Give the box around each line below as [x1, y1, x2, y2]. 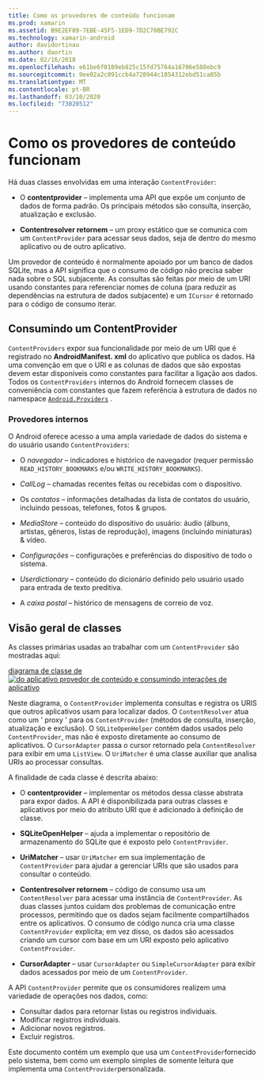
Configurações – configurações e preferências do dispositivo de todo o [19, 550, 253, 560]
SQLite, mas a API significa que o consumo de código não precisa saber [8, 266, 244, 275]
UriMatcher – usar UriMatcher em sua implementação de [19, 852, 206, 861]
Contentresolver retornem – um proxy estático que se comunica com [19, 225, 248, 235]
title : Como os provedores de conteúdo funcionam [8, 11, 176, 20]
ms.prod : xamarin [8, 19, 66, 27]
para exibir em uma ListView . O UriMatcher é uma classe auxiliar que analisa [8, 749, 257, 758]
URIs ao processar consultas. [8, 757, 104, 766]
